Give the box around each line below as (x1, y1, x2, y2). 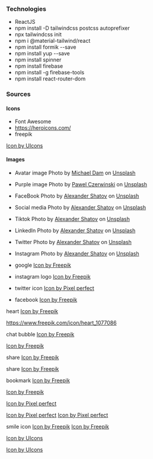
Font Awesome (14, 118, 52, 125)
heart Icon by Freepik (6, 307, 58, 314)
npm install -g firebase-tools (14, 69, 85, 76)
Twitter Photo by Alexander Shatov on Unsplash (14, 238, 132, 245)
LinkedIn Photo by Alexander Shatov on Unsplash (14, 227, 136, 234)
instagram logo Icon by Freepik (14, 273, 91, 280)
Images (6, 156, 25, 163)
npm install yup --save (14, 50, 70, 57)
